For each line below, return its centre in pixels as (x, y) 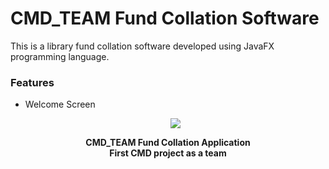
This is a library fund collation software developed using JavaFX (142, 46)
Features (32, 82)
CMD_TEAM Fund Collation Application (168, 143)
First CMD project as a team (168, 153)
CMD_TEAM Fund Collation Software (165, 18)
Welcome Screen (60, 104)
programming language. (60, 56)
